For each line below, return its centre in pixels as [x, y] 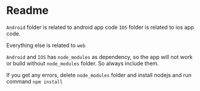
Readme [28, 11]
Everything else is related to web [46, 45]
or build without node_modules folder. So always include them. [83, 63]
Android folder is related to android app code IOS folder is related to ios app [100, 27]
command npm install [35, 81]
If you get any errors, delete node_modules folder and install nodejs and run [99, 75]
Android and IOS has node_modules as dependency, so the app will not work [99, 57]
